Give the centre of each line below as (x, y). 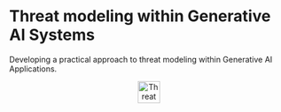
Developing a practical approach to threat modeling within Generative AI (141, 59)
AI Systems (52, 35)
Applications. (33, 69)
